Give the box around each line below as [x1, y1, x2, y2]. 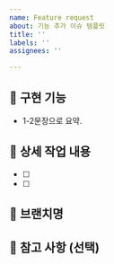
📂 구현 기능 [9, 90, 67, 105]
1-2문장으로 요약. [22, 115, 83, 126]
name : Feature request [9, 13, 94, 22]
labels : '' [9, 38, 50, 48]
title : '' [9, 30, 47, 39]
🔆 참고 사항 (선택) [9, 240, 101, 255]
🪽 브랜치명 [9, 207, 65, 222]
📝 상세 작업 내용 [9, 145, 92, 160]
